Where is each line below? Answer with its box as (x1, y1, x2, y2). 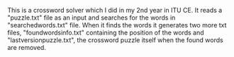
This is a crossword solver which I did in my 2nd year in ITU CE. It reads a (7, 6, 223, 14)
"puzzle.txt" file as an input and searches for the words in (7, 13, 176, 22)
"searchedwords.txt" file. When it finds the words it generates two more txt (7, 21, 227, 29)
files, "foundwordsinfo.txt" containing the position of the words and (7, 28, 204, 37)
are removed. (7, 44, 46, 51)
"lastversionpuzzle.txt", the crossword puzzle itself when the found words (7, 36, 223, 44)
